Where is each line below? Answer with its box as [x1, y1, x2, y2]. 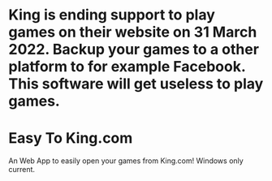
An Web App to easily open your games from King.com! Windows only [8, 156, 244, 166]
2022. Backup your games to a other [8, 41, 260, 58]
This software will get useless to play [8, 75, 264, 93]
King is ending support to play [8, 6, 215, 24]
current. [8, 165, 35, 175]
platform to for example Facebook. [8, 58, 246, 76]
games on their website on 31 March [8, 23, 257, 41]
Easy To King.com [8, 129, 133, 148]
